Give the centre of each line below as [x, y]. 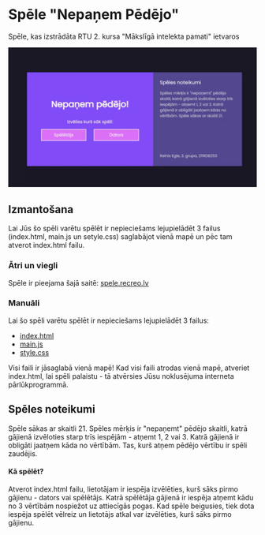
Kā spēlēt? [26, 472]
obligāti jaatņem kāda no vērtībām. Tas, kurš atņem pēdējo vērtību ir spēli [128, 445]
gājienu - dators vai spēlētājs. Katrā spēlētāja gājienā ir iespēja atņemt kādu [131, 497]
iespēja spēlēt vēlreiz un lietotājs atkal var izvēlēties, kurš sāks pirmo [120, 514]
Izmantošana [41, 210]
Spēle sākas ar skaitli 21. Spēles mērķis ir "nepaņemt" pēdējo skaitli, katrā [128, 428]
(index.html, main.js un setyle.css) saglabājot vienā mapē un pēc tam [120, 237]
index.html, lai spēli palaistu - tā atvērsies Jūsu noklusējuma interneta [121, 376]
